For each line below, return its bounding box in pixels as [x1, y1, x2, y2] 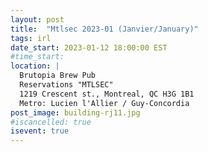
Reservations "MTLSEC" [19, 80, 114, 90]
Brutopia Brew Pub [19, 71, 97, 81]
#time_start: [10, 52, 65, 62]
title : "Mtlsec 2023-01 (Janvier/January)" [10, 24, 199, 34]
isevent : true [10, 126, 70, 136]
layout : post [10, 14, 65, 25]
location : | [10, 61, 60, 71]
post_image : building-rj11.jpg [10, 107, 141, 118]
